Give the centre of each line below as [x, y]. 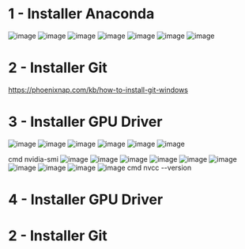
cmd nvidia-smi [34, 159]
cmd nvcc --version [159, 167]
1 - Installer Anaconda [81, 14]
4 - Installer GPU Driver [86, 200]
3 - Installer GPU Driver [85, 122]
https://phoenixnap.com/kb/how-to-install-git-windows [98, 90]
